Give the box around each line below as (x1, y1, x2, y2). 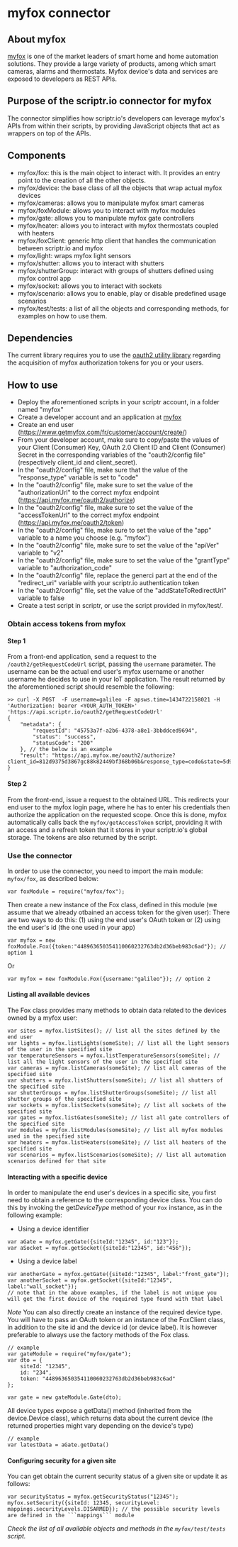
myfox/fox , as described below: (7, 874, 99, 882)
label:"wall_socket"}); (7, 1283, 78, 1290)
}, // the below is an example (20, 746, 113, 753)
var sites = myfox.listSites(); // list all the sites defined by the (7, 1027, 220, 1035)
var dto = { (7, 1357, 42, 1364)
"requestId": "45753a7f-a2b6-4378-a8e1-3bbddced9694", (33, 727, 198, 735)
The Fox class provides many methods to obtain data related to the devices (7, 1006, 227, 1015)
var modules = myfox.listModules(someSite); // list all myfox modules (7, 1126, 223, 1134)
